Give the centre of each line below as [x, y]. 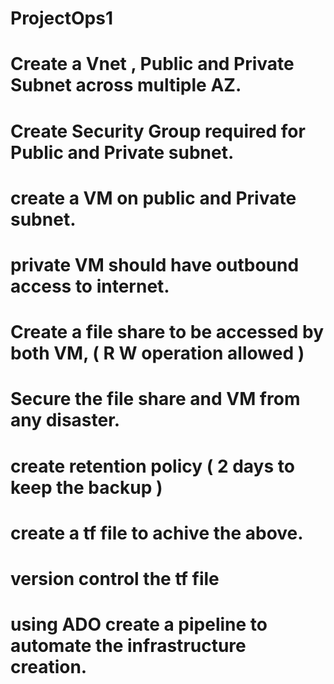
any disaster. [65, 420]
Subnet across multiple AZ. [126, 85]
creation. [49, 667]
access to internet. [90, 286]
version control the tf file [115, 578]
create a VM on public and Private [153, 198]
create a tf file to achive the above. [157, 533]
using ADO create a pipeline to [139, 624]
